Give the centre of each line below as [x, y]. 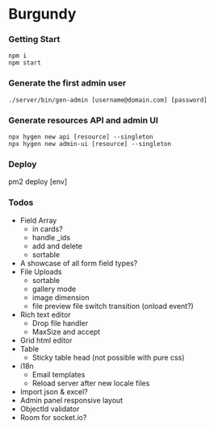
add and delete [57, 246]
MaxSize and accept [66, 331]
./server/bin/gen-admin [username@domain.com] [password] [108, 100]
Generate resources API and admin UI [84, 120]
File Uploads [41, 272]
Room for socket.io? [53, 417]
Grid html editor [46, 340]
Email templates [59, 374]
